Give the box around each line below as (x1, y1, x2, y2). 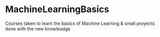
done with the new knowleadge (5, 25, 71, 31)
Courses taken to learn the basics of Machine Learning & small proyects (5, 20, 155, 26)
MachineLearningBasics (5, 4, 110, 15)
